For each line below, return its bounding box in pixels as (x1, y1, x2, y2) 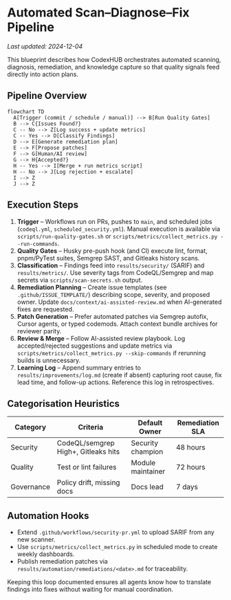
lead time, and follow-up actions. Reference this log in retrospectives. (16, 378, 214, 386)
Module (131, 458, 156, 468)
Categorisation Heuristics (7, 397, 120, 410)
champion (131, 447, 164, 456)
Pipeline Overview (7, 90, 87, 102)
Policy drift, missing (56, 478, 120, 487)
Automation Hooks (7, 510, 89, 522)
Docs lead (131, 482, 164, 492)
